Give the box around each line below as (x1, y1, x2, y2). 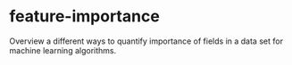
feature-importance (9, 6, 161, 27)
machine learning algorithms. (9, 45, 117, 55)
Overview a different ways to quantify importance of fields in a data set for (9, 36, 284, 46)
